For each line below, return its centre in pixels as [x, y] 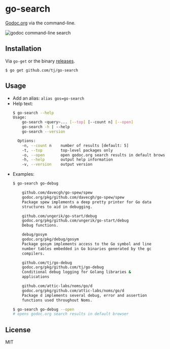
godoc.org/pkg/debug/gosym [50, 239]
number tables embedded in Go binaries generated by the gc [87, 249]
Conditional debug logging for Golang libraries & [77, 272]
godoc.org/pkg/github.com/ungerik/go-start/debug [75, 221]
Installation [23, 49]
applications [36, 277]
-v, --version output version [57, 165]
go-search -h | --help [46, 127]
